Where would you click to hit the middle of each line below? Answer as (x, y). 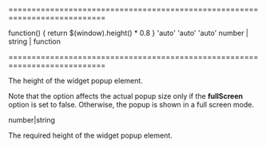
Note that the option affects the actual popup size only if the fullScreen (126, 96)
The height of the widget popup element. (76, 81)
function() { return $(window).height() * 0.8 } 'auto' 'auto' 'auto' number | (129, 33)
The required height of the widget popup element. (91, 135)
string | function (35, 41)
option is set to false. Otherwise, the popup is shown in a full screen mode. (131, 105)
